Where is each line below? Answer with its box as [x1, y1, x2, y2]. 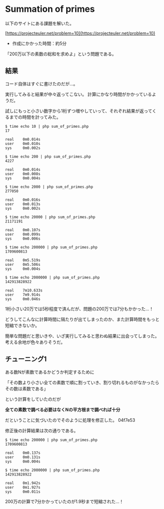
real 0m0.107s [5, 227, 41, 232]
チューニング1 [5, 355, 47, 364]
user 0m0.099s [5, 232, 41, 237]
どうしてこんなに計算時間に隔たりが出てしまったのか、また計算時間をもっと [5, 316, 160, 322]
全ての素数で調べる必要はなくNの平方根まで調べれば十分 [5, 406, 120, 412]
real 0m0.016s [5, 197, 41, 202]
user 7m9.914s [5, 292, 41, 297]
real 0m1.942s [5, 480, 41, 485]
